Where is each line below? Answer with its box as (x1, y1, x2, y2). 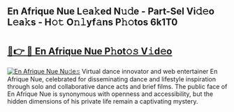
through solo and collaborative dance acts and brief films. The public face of (7, 83, 228, 90)
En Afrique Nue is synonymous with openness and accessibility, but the (7, 90, 214, 98)
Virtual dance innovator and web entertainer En (81, 67, 218, 75)
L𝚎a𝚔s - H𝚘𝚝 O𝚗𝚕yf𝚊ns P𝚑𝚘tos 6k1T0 (7, 17, 178, 29)
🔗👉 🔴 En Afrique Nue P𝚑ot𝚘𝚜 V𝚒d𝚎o (7, 45, 173, 57)
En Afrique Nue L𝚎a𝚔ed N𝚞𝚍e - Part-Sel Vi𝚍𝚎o (7, 6, 215, 17)
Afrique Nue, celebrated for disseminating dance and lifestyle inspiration (7, 75, 217, 83)
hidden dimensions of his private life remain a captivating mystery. (7, 97, 198, 105)
